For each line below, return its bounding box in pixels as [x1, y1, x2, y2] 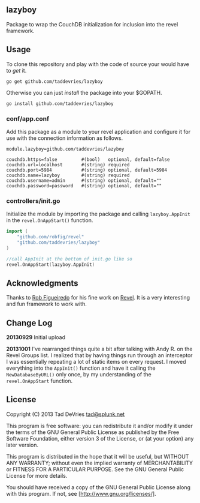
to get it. [6, 67, 27, 74]
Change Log [6, 318, 53, 328]
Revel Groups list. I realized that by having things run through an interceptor [6, 352, 193, 359]
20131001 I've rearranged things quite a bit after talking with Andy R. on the [6, 345, 193, 353]
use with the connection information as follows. [6, 134, 123, 142]
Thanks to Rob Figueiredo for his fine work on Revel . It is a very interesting [6, 294, 190, 301]
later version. [6, 441, 39, 448]
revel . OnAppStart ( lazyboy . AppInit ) [6, 261, 95, 268]
